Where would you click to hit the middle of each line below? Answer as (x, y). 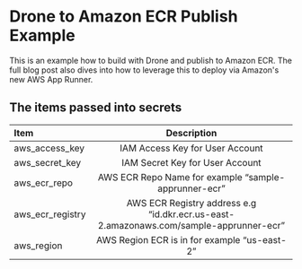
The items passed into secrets (96, 108)
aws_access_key (49, 148)
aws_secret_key (48, 162)
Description (191, 133)
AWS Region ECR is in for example (168, 239)
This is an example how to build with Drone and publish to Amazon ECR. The (151, 60)
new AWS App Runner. (51, 79)
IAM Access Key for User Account (191, 148)
